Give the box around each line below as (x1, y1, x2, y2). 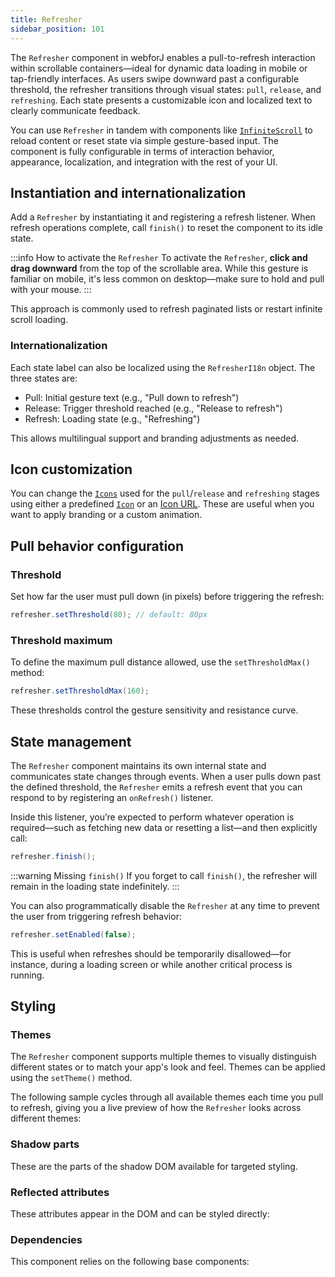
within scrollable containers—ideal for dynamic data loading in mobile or (10, 62, 308, 74)
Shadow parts (10, 1137, 80, 1151)
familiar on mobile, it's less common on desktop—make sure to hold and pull (10, 273, 325, 285)
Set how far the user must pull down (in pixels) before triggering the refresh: (10, 591, 325, 603)
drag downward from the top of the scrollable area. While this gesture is (10, 262, 309, 275)
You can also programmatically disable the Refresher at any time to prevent (10, 899, 320, 911)
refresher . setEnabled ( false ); (10, 929, 137, 940)
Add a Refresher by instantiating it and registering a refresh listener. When (10, 211, 316, 223)
